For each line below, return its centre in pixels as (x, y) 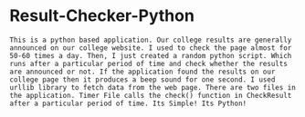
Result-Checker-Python (102, 16)
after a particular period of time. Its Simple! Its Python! (128, 103)
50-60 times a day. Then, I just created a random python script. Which (151, 55)
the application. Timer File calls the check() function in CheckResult (151, 95)
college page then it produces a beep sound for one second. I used (142, 79)
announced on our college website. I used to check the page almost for (151, 48)
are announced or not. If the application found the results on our (142, 72)
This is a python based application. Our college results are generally (151, 40)
